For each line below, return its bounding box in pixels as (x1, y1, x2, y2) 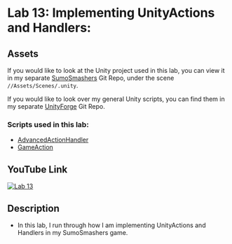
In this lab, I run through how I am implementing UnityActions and (17, 221, 206, 229)
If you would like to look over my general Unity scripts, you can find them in (7, 95, 226, 103)
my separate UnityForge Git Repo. (7, 102, 105, 110)
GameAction (17, 143, 54, 151)
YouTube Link (7, 163, 68, 175)
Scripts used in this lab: (7, 119, 89, 129)
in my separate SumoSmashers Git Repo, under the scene (7, 74, 175, 82)
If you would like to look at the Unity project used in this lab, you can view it (7, 67, 226, 74)
